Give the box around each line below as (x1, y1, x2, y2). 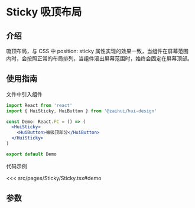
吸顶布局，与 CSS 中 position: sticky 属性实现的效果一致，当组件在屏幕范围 (6, 48, 189, 54)
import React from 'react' (6, 102, 73, 108)
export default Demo (6, 151, 57, 157)
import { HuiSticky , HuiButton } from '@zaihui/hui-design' (6, 108, 158, 114)
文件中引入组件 (6, 90, 43, 97)
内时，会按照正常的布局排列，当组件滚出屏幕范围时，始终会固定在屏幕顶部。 (6, 55, 193, 62)
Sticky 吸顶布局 (6, 5, 82, 19)
